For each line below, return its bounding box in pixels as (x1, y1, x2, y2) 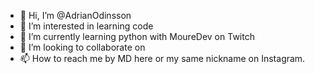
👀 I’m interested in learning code (19, 20, 154, 32)
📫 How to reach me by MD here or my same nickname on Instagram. (19, 53, 306, 64)
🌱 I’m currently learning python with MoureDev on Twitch (19, 31, 255, 42)
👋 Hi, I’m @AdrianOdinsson (19, 10, 132, 21)
